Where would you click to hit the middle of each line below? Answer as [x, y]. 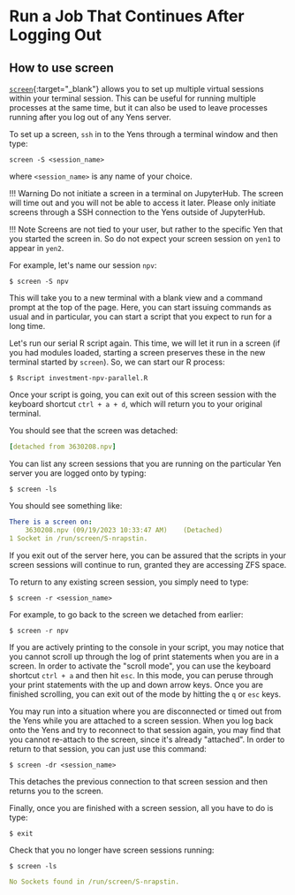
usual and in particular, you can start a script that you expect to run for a [140, 317]
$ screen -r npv [39, 631]
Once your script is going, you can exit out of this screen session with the [143, 394]
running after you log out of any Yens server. [91, 117]
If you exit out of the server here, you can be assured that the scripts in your [148, 555]
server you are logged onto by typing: [78, 473]
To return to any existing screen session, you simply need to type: [129, 582]
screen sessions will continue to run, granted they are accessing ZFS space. [148, 564]
